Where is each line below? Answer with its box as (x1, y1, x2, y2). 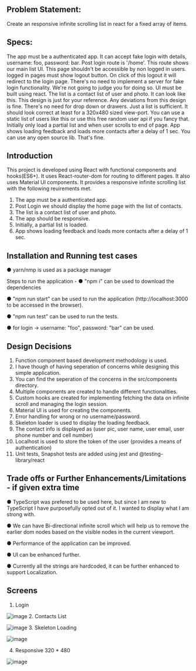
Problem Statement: (6, 5, 81, 15)
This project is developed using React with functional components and (6, 167, 177, 174)
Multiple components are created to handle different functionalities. (15, 388, 178, 395)
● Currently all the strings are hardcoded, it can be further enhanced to (6, 562, 180, 570)
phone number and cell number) (15, 432, 93, 439)
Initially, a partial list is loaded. (15, 221, 88, 228)
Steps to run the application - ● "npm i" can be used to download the (6, 278, 174, 285)
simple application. (15, 370, 61, 377)
